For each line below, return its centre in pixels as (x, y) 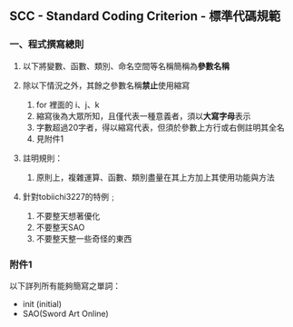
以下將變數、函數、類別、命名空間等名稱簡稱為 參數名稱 (126, 65)
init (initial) (42, 303)
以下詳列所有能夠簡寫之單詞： (65, 285)
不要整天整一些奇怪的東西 (84, 238)
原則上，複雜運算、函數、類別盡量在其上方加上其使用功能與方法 (155, 177)
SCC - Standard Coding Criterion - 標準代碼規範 (145, 16)
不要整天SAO (60, 227)
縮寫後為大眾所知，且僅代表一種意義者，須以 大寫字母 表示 (143, 115)
